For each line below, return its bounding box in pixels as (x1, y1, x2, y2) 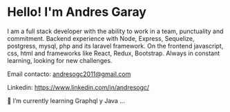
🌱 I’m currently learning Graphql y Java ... (7, 96, 126, 104)
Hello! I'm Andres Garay (7, 4, 147, 20)
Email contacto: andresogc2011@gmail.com (7, 70, 131, 78)
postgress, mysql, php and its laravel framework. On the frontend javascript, (7, 41, 224, 50)
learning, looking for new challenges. (7, 56, 113, 64)
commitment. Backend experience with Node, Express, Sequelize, (7, 34, 195, 42)
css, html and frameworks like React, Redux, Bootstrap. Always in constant (7, 49, 220, 57)
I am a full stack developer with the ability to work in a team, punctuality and (7, 27, 224, 35)
